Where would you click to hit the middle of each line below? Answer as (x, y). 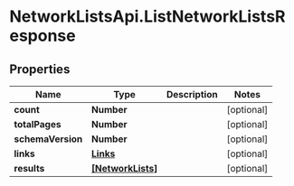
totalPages (38, 124)
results (29, 168)
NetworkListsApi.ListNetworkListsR (147, 17)
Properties (40, 69)
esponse (43, 36)
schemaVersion (48, 139)
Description (192, 94)
